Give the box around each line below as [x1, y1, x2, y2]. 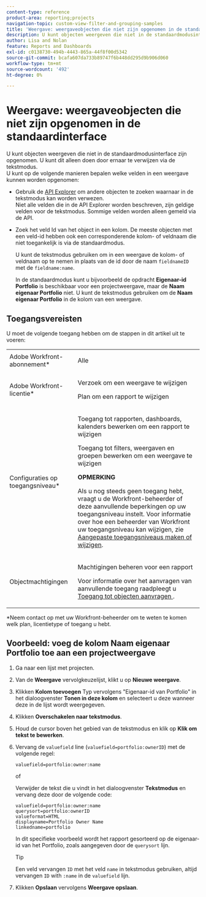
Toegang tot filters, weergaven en [77, 444, 175, 452]
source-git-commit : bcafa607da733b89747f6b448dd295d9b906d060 [6, 55, 169, 61]
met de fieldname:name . [15, 264, 75, 272]
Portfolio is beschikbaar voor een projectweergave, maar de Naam [15, 283, 185, 290]
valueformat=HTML [15, 813, 60, 820]
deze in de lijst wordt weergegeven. [15, 701, 106, 708]
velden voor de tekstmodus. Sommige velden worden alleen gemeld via [15, 208, 196, 215]
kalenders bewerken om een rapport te [77, 422, 190, 431]
